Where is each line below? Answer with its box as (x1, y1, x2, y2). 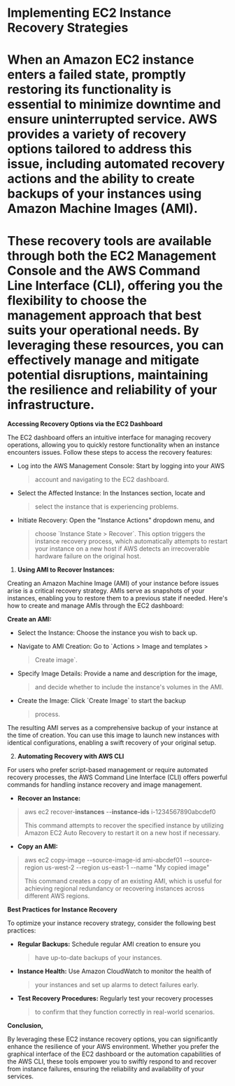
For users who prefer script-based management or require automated (7, 766, 208, 774)
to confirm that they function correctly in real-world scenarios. (34, 1008, 215, 1017)
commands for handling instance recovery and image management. (7, 781, 203, 789)
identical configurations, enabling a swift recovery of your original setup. (7, 738, 217, 747)
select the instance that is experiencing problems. (34, 502, 179, 511)
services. (7, 1072, 34, 1080)
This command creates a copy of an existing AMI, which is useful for (24, 877, 222, 886)
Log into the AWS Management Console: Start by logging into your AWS (17, 462, 225, 470)
